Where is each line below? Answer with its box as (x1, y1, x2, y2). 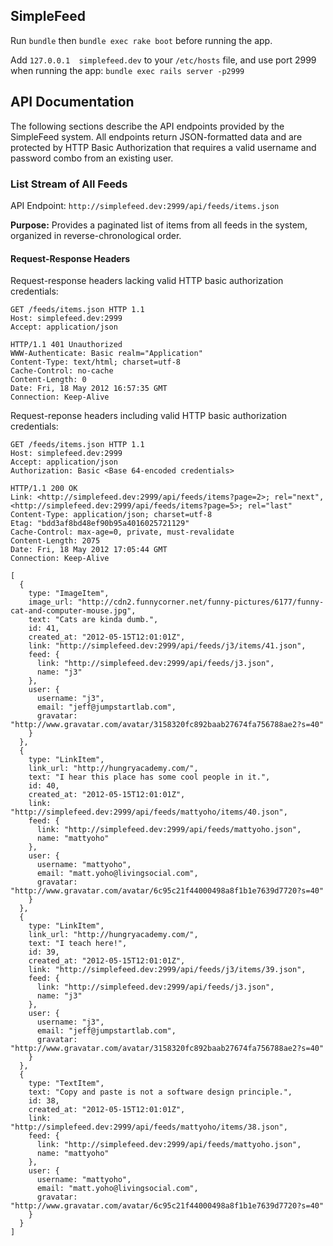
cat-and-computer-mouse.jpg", (10, 606, 137, 616)
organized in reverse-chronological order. (10, 229, 182, 241)
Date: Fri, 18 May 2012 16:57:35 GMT (10, 384, 168, 394)
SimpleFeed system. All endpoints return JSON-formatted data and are (10, 130, 303, 143)
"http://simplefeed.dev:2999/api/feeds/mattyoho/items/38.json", (10, 1122, 288, 1133)
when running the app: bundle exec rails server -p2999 (10, 64, 245, 76)
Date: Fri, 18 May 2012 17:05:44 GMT (10, 545, 168, 555)
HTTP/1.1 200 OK (10, 484, 78, 494)
